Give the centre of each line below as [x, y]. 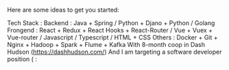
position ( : [22, 59]
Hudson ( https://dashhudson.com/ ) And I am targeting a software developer [114, 52]
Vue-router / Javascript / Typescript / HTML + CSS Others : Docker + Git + [112, 37]
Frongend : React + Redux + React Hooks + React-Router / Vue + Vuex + [110, 30]
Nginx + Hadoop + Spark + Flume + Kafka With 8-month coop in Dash [106, 45]
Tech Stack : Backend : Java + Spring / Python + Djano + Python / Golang [111, 23]
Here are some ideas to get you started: [63, 10]
